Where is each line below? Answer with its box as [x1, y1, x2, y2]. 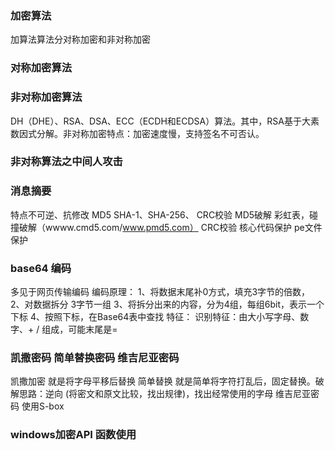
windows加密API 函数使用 [10, 428, 137, 442]
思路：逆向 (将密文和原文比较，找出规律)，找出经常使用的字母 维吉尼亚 [18, 388, 312, 400]
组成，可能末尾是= [41, 323, 118, 336]
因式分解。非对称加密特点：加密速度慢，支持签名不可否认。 [18, 127, 265, 139]
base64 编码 [10, 261, 72, 275]
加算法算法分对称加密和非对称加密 [10, 33, 151, 46]
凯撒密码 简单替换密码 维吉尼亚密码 [10, 350, 180, 364]
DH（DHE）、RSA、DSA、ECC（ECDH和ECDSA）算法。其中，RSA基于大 [10, 115, 311, 127]
